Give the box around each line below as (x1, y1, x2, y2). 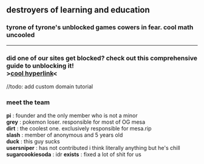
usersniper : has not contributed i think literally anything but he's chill (6, 144, 180, 152)
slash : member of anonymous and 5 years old (6, 131, 123, 139)
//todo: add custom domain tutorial (6, 82, 93, 90)
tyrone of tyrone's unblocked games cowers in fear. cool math (6, 23, 194, 32)
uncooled (6, 30, 35, 39)
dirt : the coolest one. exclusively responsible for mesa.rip (6, 125, 152, 132)
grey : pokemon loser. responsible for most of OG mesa (6, 118, 146, 126)
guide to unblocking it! (6, 61, 74, 70)
